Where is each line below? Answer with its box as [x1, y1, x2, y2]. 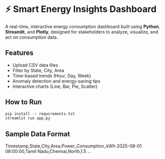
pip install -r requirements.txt [5, 111, 75, 116]
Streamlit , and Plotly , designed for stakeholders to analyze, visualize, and [5, 29, 158, 35]
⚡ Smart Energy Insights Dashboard [5, 4, 157, 15]
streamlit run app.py [5, 116, 51, 121]
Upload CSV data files [12, 62, 59, 68]
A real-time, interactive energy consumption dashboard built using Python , [5, 23, 160, 30]
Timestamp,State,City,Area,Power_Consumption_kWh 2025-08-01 [5, 143, 142, 149]
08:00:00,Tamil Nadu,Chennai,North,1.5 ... [5, 148, 92, 154]
